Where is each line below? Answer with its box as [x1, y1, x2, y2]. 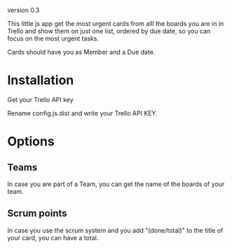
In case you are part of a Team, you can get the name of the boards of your [7, 180, 225, 188]
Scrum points [7, 208, 68, 220]
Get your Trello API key [7, 95, 74, 104]
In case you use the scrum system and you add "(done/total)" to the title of [7, 226, 224, 234]
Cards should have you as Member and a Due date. [7, 48, 156, 56]
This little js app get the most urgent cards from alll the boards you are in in [7, 20, 224, 27]
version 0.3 [7, 6, 40, 14]
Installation [7, 73, 74, 88]
